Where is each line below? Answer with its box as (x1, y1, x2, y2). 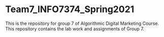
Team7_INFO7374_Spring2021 (5, 4, 135, 15)
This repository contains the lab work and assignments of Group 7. (5, 25, 145, 31)
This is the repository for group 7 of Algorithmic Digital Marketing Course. (5, 20, 159, 26)
